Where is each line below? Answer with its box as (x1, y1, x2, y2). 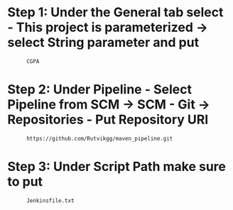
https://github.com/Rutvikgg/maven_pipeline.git (26, 135, 173, 142)
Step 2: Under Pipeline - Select (7, 82, 192, 98)
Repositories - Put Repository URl (7, 111, 209, 128)
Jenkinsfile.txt (26, 197, 75, 204)
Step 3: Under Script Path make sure (7, 159, 226, 175)
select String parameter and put (7, 35, 200, 50)
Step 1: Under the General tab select (7, 4, 224, 21)
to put (7, 174, 43, 190)
